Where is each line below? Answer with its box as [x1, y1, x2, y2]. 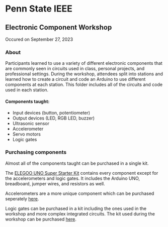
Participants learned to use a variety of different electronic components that [5, 60, 162, 66]
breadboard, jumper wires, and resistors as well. [5, 180, 105, 186]
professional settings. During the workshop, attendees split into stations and [5, 71, 163, 77]
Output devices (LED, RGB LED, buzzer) [12, 115, 95, 121]
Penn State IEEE [5, 3, 73, 15]
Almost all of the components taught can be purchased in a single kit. [5, 160, 149, 166]
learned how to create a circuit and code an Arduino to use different [5, 76, 146, 82]
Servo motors [12, 131, 41, 137]
